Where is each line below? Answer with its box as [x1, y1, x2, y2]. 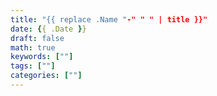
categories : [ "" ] [10, 71, 83, 81]
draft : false [10, 33, 65, 43]
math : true [10, 42, 56, 53]
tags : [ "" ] [10, 61, 56, 71]
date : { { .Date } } [10, 24, 87, 34]
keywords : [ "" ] [10, 52, 74, 62]
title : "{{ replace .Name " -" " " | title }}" [10, 14, 208, 25]
